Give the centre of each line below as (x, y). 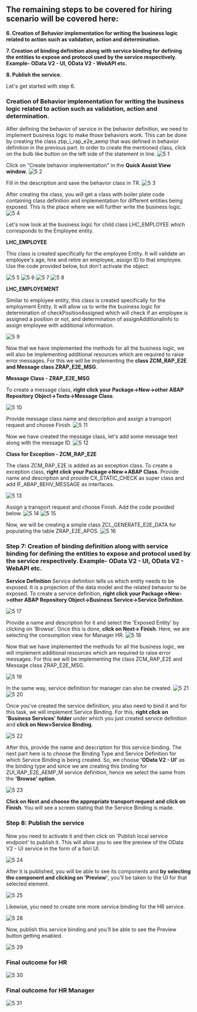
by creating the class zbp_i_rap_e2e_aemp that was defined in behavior (92, 141)
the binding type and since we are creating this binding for (77, 766)
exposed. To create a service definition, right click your (73, 593)
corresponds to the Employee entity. (50, 231)
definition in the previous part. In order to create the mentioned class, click (96, 148)
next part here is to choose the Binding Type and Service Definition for (91, 754)
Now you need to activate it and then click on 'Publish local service (87, 836)
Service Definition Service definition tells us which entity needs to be (90, 581)
